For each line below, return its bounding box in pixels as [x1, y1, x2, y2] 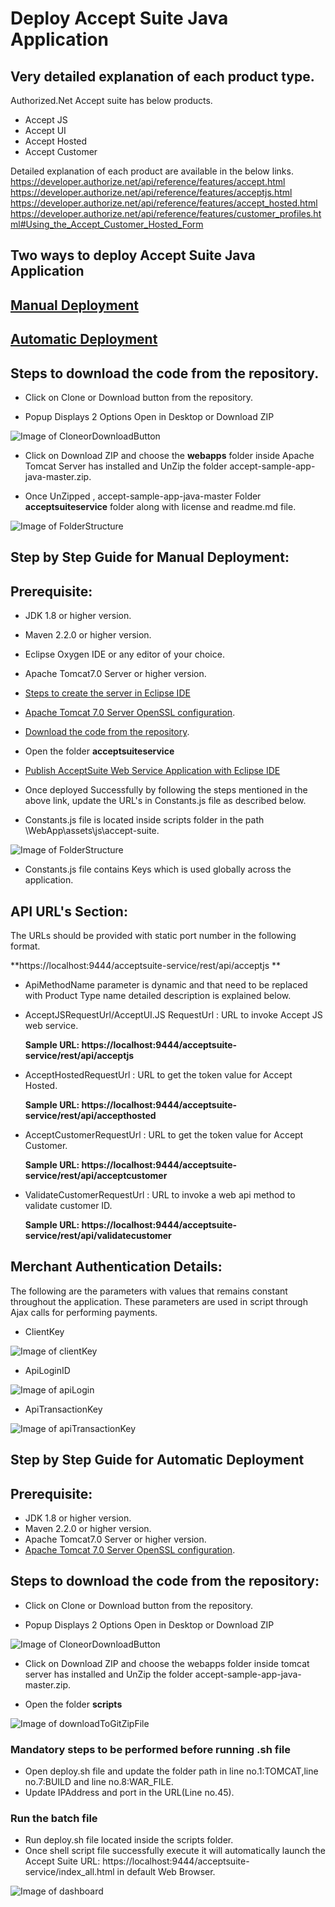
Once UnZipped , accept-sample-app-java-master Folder [24, 490, 262, 502]
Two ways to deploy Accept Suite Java [10, 247, 256, 264]
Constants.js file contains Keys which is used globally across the [24, 863, 292, 876]
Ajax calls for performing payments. [10, 1306, 158, 1318]
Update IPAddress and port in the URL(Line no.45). [24, 1787, 235, 1799]
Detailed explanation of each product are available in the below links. [10, 165, 294, 177]
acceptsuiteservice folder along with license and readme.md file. [24, 500, 297, 512]
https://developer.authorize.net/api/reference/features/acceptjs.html [10, 187, 293, 198]
